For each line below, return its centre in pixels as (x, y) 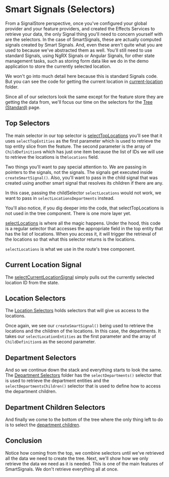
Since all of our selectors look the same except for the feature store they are (84, 97)
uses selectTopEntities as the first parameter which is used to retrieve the (83, 141)
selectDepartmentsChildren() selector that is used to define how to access (83, 386)
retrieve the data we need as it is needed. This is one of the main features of (84, 463)
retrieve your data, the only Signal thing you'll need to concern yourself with (84, 34)
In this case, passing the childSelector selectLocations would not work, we (83, 193)
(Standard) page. (23, 107)
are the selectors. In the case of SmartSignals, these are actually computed (83, 39)
